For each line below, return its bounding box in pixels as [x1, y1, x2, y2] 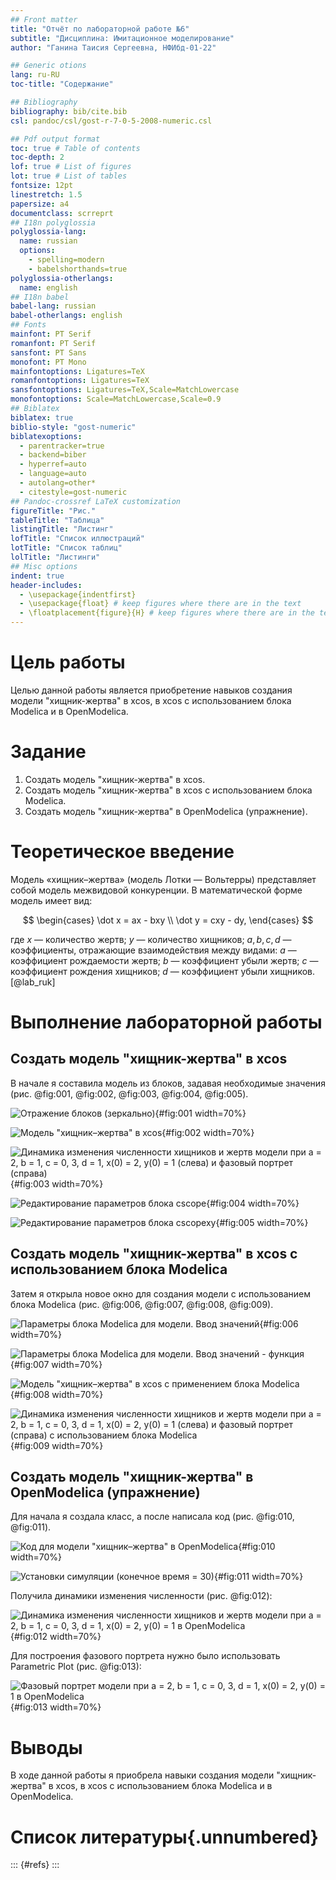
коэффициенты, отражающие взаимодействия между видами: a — [10, 944, 297, 956]
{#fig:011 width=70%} [213, 1571, 304, 1583]
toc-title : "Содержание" [10, 79, 114, 90]
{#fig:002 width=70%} [161, 1126, 255, 1138]
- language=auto [19, 469, 87, 479]
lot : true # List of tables [10, 171, 128, 181]
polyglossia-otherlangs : [10, 273, 114, 283]
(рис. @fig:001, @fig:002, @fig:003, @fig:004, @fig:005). [10, 1087, 249, 1100]
